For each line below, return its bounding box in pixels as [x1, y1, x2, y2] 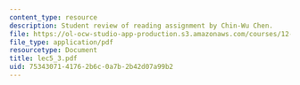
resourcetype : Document [9, 46, 98, 55]
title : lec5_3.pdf [9, 54, 78, 63]
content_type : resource [9, 12, 98, 22]
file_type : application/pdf [9, 37, 114, 47]
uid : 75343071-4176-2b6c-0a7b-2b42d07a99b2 [9, 63, 174, 72]
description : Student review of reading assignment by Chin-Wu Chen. [9, 21, 274, 30]
